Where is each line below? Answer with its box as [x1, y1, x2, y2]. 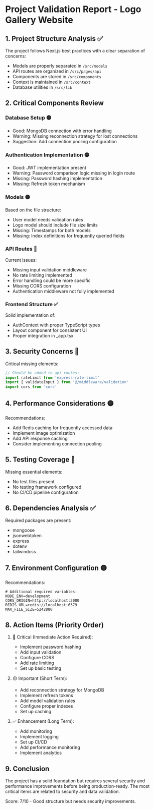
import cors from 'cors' [5, 384, 57, 389]
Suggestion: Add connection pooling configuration [12, 138, 117, 144]
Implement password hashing [20, 644, 81, 650]
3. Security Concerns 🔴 [5, 347, 79, 356]
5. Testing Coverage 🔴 [5, 455, 76, 464]
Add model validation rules [20, 698, 75, 704]
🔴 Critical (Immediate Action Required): [12, 634, 93, 640]
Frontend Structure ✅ [5, 301, 59, 308]
